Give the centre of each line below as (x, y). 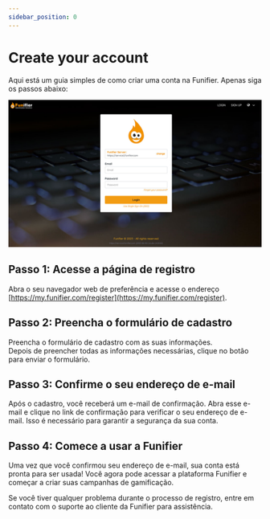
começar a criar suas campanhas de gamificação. (91, 483)
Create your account (78, 57)
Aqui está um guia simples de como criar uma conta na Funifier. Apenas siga (135, 80)
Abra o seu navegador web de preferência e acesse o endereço (114, 288)
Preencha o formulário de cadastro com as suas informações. (110, 342)
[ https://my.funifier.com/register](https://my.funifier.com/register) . (118, 297)
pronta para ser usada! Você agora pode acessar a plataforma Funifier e (128, 474)
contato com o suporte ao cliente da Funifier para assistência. (110, 507)
